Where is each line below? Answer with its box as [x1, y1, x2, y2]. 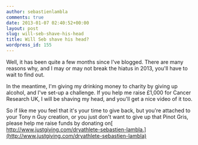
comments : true [6, 14, 44, 20]
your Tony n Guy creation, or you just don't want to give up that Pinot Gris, [6, 113, 189, 120]
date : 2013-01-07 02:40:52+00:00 [6, 20, 89, 26]
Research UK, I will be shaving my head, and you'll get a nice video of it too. [6, 95, 193, 102]
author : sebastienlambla [6, 8, 68, 15]
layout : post [6, 25, 39, 32]
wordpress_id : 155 [6, 42, 52, 48]
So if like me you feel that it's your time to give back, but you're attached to [6, 107, 191, 114]
